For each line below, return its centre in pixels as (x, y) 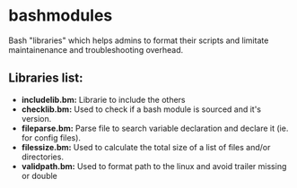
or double (39, 175)
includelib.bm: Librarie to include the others (103, 99)
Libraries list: (46, 78)
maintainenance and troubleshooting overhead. (96, 49)
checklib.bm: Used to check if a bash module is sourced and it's (141, 109)
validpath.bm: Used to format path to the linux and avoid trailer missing (154, 166)
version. (36, 118)
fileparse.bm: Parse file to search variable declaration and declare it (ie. (155, 128)
